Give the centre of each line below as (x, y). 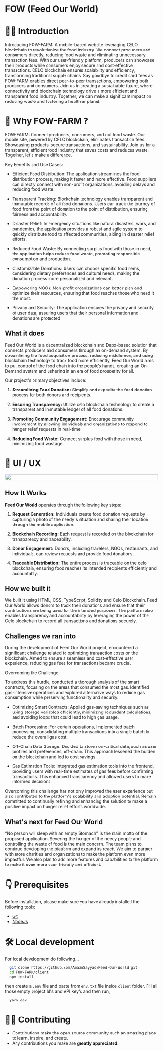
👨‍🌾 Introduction (37, 31)
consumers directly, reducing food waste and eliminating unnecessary (75, 55)
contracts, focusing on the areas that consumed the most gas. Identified (77, 687)
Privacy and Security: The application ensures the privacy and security (83, 308)
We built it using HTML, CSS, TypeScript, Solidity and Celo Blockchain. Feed (81, 600)
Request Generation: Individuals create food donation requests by (79, 514)
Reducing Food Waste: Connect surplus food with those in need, (77, 439)
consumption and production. (41, 259)
